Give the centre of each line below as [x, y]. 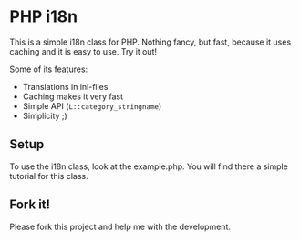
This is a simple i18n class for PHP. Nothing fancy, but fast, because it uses [150, 42]
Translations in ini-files [65, 86]
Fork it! [30, 205]
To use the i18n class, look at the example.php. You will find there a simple [149, 166]
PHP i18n [44, 17]
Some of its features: [49, 69]
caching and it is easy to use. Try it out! [83, 51]
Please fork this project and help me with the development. [120, 226]
